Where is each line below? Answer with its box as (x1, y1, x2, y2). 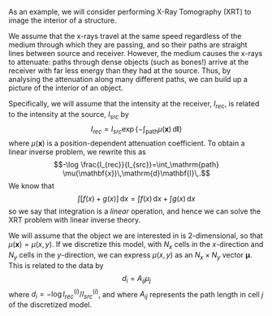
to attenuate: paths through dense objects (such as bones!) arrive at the (8, 57, 249, 67)
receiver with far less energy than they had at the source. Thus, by (8, 66, 231, 76)
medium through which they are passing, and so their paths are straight (8, 40, 248, 50)
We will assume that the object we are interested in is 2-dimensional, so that (8, 231, 264, 240)
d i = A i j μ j (121, 273, 152, 285)
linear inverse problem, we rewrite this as (8, 147, 146, 157)
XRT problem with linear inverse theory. (8, 215, 141, 225)
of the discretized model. (8, 300, 93, 310)
